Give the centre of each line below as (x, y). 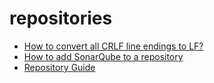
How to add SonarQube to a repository (103, 56)
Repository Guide (59, 67)
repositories (61, 18)
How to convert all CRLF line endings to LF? (113, 46)
